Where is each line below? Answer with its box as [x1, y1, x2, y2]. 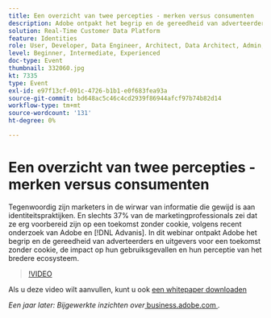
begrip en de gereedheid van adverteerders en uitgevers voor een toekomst [8, 236, 261, 246]
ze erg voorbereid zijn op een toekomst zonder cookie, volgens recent [8, 219, 242, 229]
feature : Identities [8, 34, 78, 43]
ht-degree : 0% [8, 117, 56, 125]
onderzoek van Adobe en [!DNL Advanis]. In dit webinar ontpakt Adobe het [8, 227, 258, 237]
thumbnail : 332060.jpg [8, 64, 85, 72]
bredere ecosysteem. [8, 253, 79, 262]
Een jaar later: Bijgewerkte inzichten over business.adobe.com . [8, 299, 220, 310]
